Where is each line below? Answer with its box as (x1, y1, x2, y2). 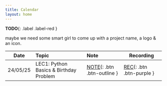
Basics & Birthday (35, 66, 77, 73)
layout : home (5, 12, 32, 17)
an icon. (5, 40, 22, 46)
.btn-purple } (123, 70, 155, 77)
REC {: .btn (123, 63, 148, 70)
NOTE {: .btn (86, 63, 114, 70)
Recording (129, 52, 154, 59)
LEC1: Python (35, 60, 68, 67)
